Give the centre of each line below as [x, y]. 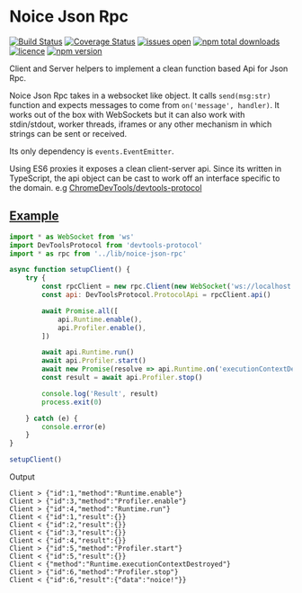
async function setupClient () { [70, 270]
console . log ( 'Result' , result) [100, 393]
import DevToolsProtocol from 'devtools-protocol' [106, 245]
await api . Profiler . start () [94, 361]
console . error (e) [74, 427]
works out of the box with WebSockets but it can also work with [127, 114]
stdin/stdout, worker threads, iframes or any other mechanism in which [141, 124]
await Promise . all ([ [80, 311]
